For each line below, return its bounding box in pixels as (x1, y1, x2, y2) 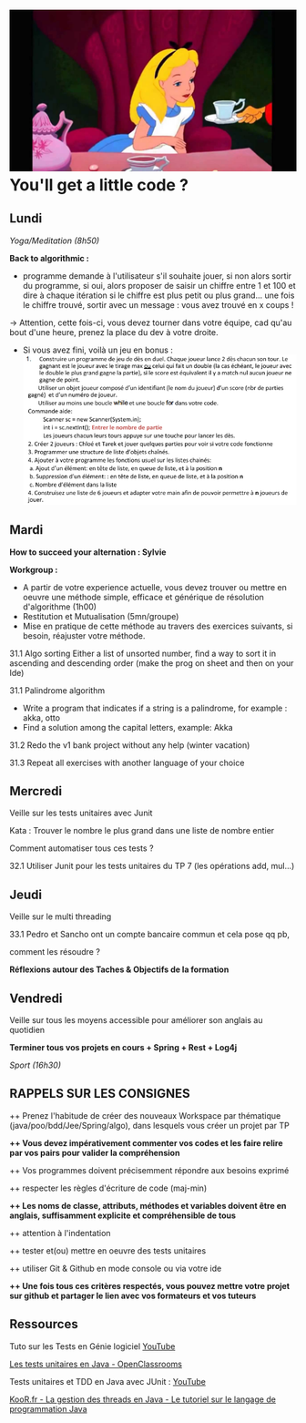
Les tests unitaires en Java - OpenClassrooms (9, 1358, 182, 1369)
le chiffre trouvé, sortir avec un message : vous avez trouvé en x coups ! (22, 299, 294, 310)
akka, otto (22, 711, 61, 723)
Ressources (9, 1316, 79, 1332)
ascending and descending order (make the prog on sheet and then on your (9, 657, 294, 669)
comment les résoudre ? (9, 947, 100, 957)
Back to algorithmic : (9, 252, 89, 263)
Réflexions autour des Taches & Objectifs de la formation (9, 964, 229, 975)
